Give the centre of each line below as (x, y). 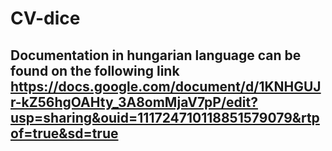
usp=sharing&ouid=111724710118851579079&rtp (165, 117)
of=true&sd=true (64, 133)
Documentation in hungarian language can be (156, 55)
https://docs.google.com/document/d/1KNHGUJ (166, 86)
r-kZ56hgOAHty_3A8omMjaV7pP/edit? (134, 102)
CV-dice (45, 18)
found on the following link (95, 70)
